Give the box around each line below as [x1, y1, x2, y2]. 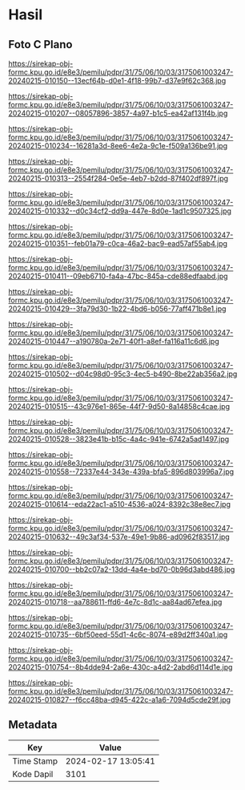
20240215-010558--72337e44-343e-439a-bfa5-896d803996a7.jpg [8, 467, 235, 476]
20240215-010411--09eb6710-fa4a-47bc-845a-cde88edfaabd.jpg [8, 271, 228, 281]
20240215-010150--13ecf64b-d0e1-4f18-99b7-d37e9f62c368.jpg [8, 76, 227, 85]
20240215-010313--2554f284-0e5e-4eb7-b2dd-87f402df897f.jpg [8, 174, 229, 183]
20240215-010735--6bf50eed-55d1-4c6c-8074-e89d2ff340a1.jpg [8, 630, 228, 639]
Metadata [8, 718, 58, 731]
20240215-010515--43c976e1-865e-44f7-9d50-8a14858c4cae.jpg [8, 402, 231, 411]
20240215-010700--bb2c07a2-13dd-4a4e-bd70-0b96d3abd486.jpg [8, 565, 235, 574]
